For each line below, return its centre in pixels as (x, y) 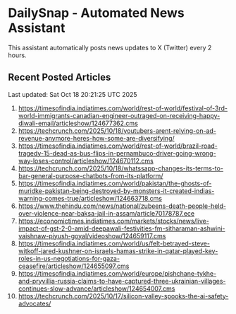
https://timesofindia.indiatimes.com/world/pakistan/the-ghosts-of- (115, 183)
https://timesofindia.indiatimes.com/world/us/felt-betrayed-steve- (114, 243)
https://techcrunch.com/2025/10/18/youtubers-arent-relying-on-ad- (117, 130)
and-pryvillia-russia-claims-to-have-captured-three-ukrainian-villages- (122, 281)
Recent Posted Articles (60, 77)
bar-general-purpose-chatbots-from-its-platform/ (91, 175)
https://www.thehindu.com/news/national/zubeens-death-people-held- (122, 206)
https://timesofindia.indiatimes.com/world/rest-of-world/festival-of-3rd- (123, 108)
